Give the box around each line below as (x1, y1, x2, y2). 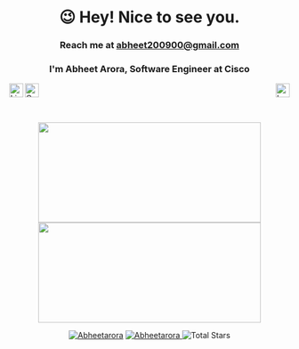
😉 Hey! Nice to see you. (59, 7, 240, 28)
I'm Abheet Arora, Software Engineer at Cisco (48, 63, 251, 76)
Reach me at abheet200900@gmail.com (59, 39, 240, 52)
